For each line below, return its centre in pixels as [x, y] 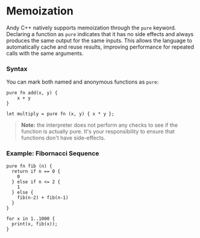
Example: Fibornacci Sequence [53, 153]
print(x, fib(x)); [35, 224]
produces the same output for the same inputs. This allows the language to [99, 40]
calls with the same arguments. [45, 53]
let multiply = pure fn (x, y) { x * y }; [60, 114]
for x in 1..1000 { [31, 218]
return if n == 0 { [36, 171]
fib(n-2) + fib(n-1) [43, 197]
